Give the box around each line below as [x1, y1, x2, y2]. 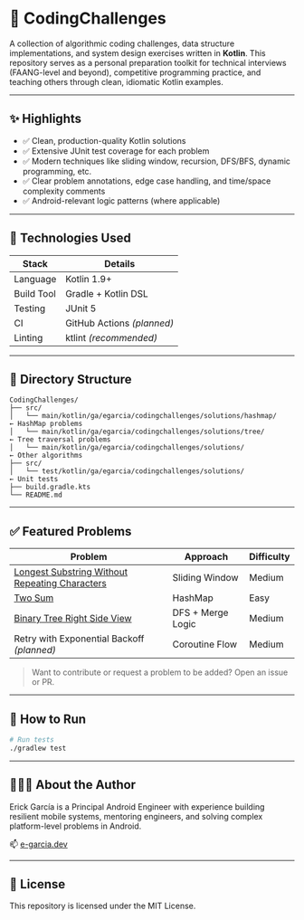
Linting [14, 331, 43, 344]
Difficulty [248, 551, 290, 564]
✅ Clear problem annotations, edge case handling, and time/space [22, 175, 271, 186]
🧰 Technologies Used [9, 231, 131, 246]
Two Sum [14, 592, 54, 604]
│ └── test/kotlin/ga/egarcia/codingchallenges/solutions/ [9, 467, 245, 476]
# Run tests [9, 735, 54, 745]
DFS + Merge [172, 606, 229, 619]
